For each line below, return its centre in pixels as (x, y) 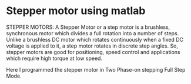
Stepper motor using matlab (76, 11)
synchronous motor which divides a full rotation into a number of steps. (93, 33)
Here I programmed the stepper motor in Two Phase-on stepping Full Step (96, 69)
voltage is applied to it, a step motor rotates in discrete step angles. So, (92, 46)
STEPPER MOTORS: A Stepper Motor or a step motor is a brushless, (88, 27)
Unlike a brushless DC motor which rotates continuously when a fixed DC (95, 39)
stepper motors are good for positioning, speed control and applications (93, 52)
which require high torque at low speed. (54, 58)
